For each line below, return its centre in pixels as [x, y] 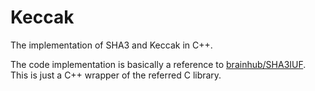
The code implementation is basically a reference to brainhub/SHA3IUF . [158, 64]
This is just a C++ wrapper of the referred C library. [116, 75]
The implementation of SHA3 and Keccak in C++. [111, 45]
